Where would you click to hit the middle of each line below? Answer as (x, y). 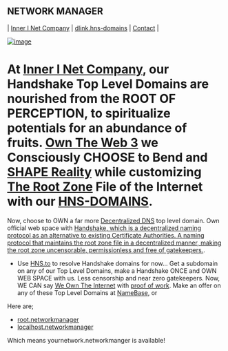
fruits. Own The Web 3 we (83, 143)
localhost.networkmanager (55, 327)
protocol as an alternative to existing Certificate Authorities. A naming (106, 235)
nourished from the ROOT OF (92, 99)
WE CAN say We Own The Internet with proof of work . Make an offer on (119, 285)
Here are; (20, 306)
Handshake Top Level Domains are (108, 84)
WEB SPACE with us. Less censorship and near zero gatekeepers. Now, (118, 278)
